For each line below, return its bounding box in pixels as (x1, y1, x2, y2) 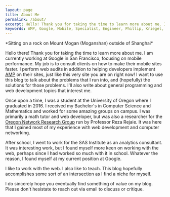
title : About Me (5, 12, 39, 17)
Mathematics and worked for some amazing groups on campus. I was (5, 108, 151, 114)
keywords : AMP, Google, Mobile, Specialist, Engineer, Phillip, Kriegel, (5, 26, 164, 31)
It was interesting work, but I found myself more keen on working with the (5, 145, 159, 151)
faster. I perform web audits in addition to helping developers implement (5, 66, 156, 72)
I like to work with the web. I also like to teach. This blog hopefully (5, 166, 143, 172)
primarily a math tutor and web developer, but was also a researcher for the (5, 113, 163, 120)
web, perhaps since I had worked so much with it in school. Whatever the (5, 150, 158, 156)
